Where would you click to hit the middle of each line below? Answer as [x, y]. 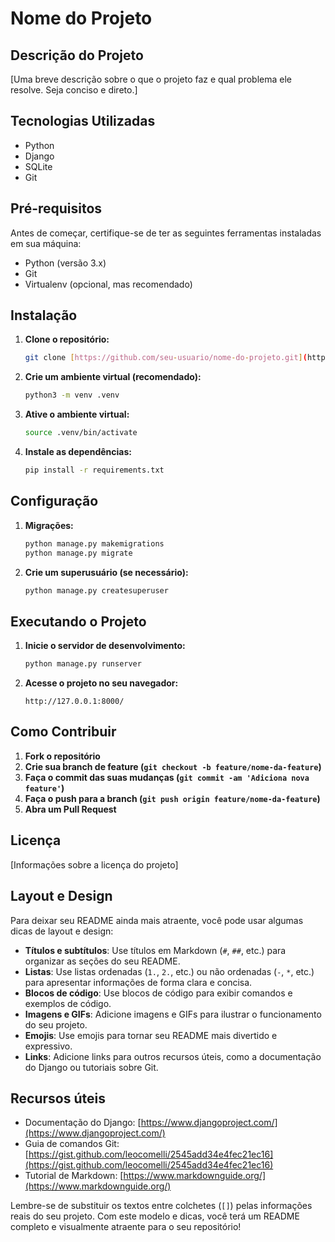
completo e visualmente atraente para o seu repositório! [126, 1227]
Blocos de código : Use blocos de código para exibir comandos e [158, 993]
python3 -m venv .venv [72, 395]
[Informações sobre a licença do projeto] [94, 864]
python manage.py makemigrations [94, 543]
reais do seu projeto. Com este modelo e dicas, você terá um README [155, 1216]
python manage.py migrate [78, 553]
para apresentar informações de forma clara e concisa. [138, 982]
